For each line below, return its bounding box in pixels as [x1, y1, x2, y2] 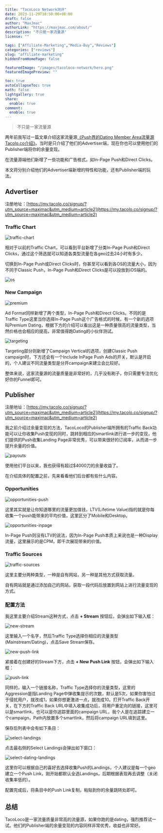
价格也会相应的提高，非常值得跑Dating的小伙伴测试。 [9, 328, 116, 334]
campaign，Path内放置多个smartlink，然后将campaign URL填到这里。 [9, 715, 149, 721]
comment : [5, 105, 23, 111]
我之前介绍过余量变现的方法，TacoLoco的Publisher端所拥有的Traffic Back [5, 425, 153, 431]
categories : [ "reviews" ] [5, 47, 55, 52]
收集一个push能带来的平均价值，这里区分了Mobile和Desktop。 [5, 512, 130, 518]
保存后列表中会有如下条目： [5, 725, 61, 731]
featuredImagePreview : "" [5, 70, 57, 75]
